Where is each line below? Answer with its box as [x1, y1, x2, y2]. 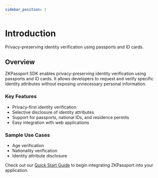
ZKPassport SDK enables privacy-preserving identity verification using [5, 71, 146, 76]
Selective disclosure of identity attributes [12, 109, 95, 115]
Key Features [5, 93, 37, 100]
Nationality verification [12, 148, 57, 153]
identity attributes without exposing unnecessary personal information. [5, 81, 146, 87]
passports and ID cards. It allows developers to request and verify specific [5, 76, 154, 82]
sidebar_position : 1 [5, 7, 47, 12]
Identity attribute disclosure [12, 153, 67, 159]
